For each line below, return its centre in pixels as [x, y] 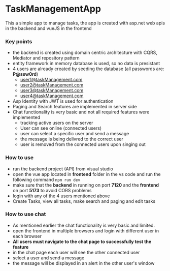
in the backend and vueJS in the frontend [49, 28]
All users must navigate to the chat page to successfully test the [82, 242]
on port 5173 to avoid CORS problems [52, 190]
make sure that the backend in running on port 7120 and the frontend [86, 185]
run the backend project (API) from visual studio [63, 169]
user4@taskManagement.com [52, 96]
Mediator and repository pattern [46, 58]
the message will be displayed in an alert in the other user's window [83, 263]
